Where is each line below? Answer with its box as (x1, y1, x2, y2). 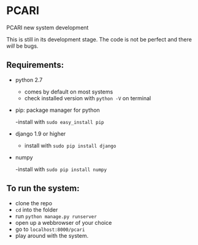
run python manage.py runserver (15, 212, 97, 220)
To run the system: (6, 183, 80, 194)
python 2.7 (15, 76, 43, 83)
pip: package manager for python (15, 106, 100, 114)
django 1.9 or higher (15, 130, 66, 137)
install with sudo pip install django (24, 142, 116, 149)
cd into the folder (15, 206, 58, 213)
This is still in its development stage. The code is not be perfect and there (6, 35, 192, 43)
